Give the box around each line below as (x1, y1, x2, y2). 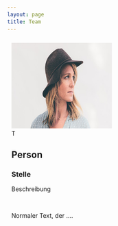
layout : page (7, 11, 45, 18)
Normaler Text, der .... (11, 212, 73, 220)
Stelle (11, 169, 31, 179)
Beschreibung (11, 185, 51, 193)
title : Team (7, 18, 41, 25)
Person (11, 149, 43, 160)
